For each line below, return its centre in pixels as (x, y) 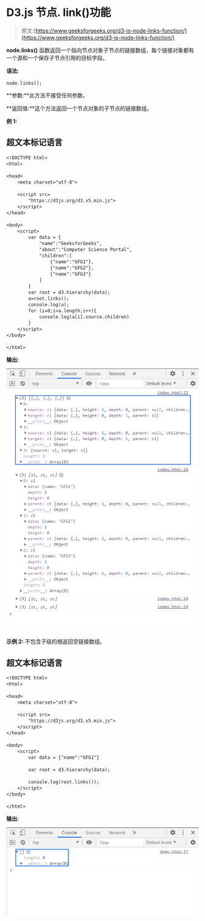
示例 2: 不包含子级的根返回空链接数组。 (56, 642)
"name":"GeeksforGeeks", (70, 243)
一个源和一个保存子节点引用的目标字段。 (57, 58)
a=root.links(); (49, 298)
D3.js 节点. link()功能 (59, 13)
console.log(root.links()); (64, 782)
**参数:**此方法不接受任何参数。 (47, 95)
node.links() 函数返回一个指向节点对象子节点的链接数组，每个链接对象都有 (100, 50)
